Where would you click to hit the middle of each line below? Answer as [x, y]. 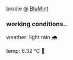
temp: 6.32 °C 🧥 [26, 51]
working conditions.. [37, 24]
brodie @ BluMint [27, 9]
